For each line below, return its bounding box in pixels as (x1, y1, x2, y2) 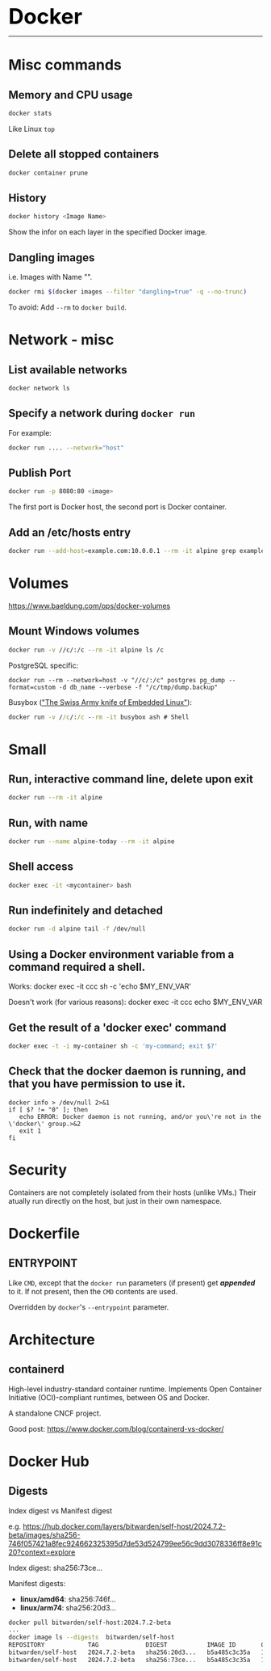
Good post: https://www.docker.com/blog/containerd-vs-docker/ (8, 1424, 224, 1433)
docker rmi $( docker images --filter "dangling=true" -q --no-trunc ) (8, 288, 248, 296)
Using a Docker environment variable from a (8, 947, 235, 961)
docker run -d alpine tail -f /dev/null (8, 925, 147, 933)
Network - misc (8, 331, 115, 349)
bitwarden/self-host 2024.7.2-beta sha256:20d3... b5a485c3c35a (8, 1648, 251, 1656)
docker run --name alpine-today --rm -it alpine (8, 838, 175, 846)
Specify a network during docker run (8, 407, 196, 420)
